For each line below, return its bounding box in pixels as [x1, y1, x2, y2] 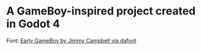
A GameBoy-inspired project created [6, 4, 196, 18]
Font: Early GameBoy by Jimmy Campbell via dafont [6, 37, 137, 44]
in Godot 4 [6, 17, 60, 31]
